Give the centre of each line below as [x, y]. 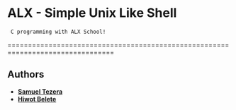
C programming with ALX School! [58, 32]
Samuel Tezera [40, 91]
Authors [26, 74]
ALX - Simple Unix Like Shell [92, 13]
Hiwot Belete [37, 99]
